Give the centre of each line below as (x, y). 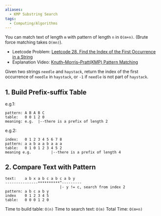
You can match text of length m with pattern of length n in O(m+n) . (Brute (77, 37)
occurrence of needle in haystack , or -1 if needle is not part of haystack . (77, 77)
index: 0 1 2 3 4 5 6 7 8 (34, 140)
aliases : (14, 10)
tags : (10, 19)
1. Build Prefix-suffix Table (46, 92)
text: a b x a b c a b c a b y (40, 178)
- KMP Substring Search (33, 14)
